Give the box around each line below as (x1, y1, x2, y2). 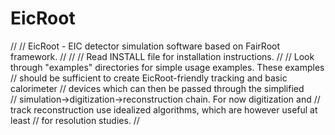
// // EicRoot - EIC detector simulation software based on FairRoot (10, 40, 281, 52)
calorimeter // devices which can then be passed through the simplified (10, 82, 305, 94)
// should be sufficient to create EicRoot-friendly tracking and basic (10, 72, 288, 84)
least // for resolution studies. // (10, 114, 140, 126)
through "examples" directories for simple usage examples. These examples (10, 61, 325, 73)
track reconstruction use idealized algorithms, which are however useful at (10, 103, 318, 116)
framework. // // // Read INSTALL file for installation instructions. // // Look (10, 50, 315, 62)
